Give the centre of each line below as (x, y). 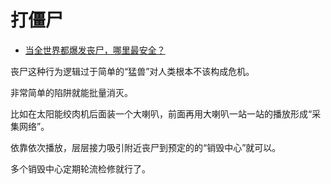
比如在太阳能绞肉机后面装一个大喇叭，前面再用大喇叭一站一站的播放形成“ (161, 113)
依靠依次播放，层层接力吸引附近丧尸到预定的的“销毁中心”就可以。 (146, 147)
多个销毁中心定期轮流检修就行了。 (80, 168)
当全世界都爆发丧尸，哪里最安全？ (95, 50)
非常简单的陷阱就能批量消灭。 (71, 92)
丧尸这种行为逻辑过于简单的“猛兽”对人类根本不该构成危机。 (132, 71)
